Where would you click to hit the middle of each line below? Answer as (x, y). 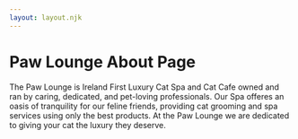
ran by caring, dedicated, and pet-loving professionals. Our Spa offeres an (147, 96)
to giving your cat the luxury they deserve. (88, 125)
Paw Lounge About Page (102, 61)
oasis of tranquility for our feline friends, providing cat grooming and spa (144, 106)
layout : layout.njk (46, 17)
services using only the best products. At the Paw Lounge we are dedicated (149, 115)
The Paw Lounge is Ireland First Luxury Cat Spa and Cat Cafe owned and (145, 87)
